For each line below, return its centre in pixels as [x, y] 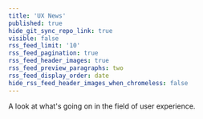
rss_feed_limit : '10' [45, 46]
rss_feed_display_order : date [59, 76]
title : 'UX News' [37, 16]
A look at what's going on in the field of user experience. [102, 106]
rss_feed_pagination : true [53, 53]
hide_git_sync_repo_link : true [61, 31]
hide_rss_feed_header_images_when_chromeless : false [98, 83]
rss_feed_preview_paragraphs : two [66, 68]
